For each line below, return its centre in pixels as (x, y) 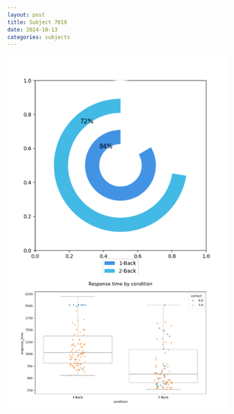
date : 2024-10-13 (33, 29)
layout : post (26, 15)
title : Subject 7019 (37, 22)
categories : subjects (39, 37)
